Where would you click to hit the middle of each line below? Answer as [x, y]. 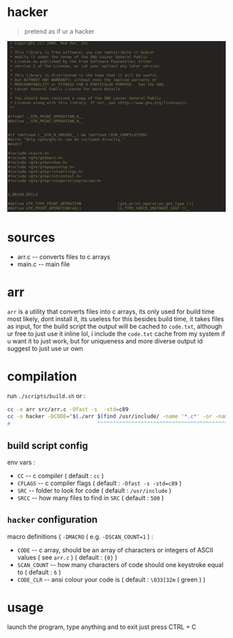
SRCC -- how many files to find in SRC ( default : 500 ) [90, 498]
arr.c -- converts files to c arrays [64, 256]
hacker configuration [53, 520]
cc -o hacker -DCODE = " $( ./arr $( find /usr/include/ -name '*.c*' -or [110, 417]
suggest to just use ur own [45, 348]
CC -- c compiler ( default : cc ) [60, 475]
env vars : [21, 462]
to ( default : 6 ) [39, 572]
